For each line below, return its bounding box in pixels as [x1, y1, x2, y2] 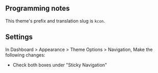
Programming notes [5, 4, 70, 13]
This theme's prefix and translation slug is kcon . [5, 17, 105, 24]
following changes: [5, 51, 46, 58]
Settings [5, 33, 33, 42]
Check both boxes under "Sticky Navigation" [12, 62, 107, 68]
